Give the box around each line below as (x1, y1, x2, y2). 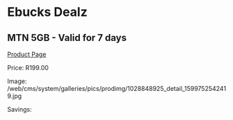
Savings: (7, 105, 33, 113)
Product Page (7, 50, 47, 58)
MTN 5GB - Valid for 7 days (7, 32, 127, 44)
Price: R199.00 (7, 64, 49, 71)
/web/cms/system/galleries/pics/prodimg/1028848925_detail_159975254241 (7, 85, 227, 92)
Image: (7, 77, 27, 85)
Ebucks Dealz (7, 4, 88, 20)
